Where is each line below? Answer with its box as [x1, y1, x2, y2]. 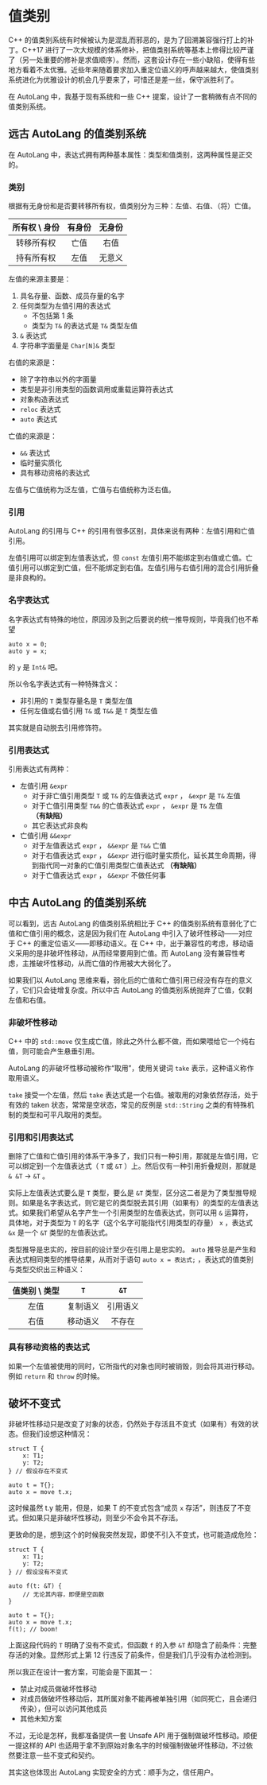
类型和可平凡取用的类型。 [21, 1110, 106, 1120]
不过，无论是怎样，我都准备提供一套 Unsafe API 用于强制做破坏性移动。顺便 [8, 1731, 258, 1740]
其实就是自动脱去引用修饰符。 [8, 723, 106, 732]
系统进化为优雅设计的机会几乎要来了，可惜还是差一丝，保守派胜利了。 [8, 75, 238, 84]
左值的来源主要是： [8, 274, 72, 284]
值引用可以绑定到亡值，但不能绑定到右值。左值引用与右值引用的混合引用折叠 [8, 563, 259, 572]
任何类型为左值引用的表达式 [19, 301, 111, 311]
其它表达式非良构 [31, 821, 88, 830]
